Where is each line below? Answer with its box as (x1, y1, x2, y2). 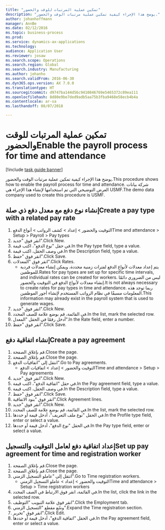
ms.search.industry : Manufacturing (5, 67, 79, 72)
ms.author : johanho (5, 72, 46, 77)
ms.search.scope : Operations (5, 58, 66, 63)
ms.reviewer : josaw (5, 53, 46, 58)
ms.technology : (5, 44, 37, 49)
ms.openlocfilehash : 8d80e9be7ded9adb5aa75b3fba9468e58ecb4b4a (5, 94, 138, 99)
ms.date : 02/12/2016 (5, 26, 48, 31)
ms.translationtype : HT (5, 85, 55, 90)
